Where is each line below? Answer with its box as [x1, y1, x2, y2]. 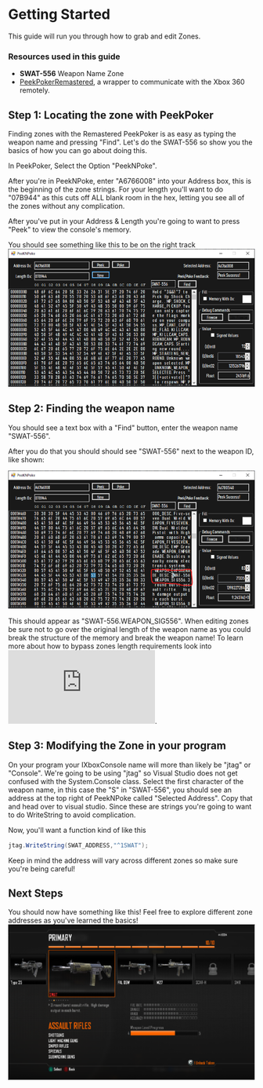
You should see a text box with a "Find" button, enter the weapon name [8, 422, 239, 433]
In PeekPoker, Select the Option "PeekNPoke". [8, 161, 157, 170]
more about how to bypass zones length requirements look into [8, 641, 212, 651]
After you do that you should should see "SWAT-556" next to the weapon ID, [8, 446, 254, 456]
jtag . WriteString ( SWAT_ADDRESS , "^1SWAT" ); [8, 842, 149, 849]
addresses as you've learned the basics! [8, 916, 139, 926]
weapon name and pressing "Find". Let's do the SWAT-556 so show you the [8, 137, 253, 147]
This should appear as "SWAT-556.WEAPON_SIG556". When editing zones [8, 616, 249, 626]
